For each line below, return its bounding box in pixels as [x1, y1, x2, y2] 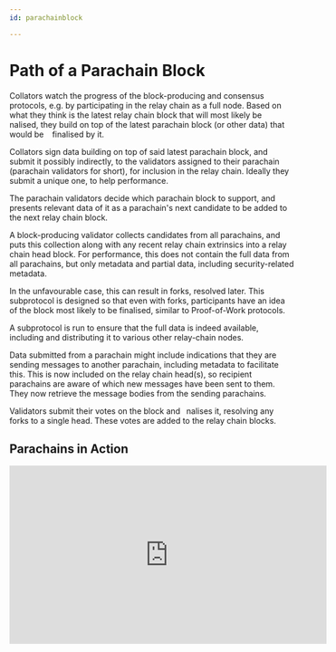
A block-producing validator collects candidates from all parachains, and [9, 229, 281, 240]
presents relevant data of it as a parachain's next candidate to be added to [9, 202, 288, 213]
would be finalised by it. [9, 129, 105, 139]
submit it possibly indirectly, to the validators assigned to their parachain [9, 156, 280, 167]
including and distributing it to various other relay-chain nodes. [9, 331, 245, 342]
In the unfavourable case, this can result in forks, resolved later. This [9, 285, 265, 296]
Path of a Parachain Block [9, 60, 206, 81]
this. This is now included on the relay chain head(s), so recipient [9, 369, 252, 379]
